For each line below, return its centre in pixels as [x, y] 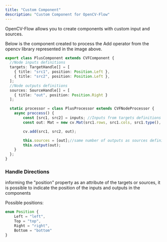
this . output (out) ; [42, 145]
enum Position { [22, 212]
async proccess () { [34, 113]
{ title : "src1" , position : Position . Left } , [62, 72]
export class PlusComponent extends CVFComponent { [60, 58]
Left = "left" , [30, 217]
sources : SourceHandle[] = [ [40, 90]
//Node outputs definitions [39, 86]
